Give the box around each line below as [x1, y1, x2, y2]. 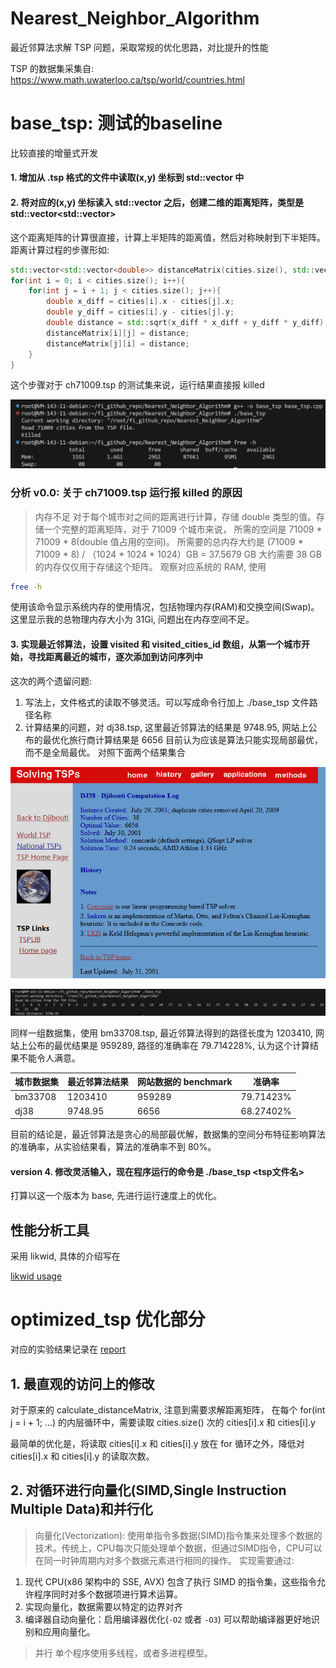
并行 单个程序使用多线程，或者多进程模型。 [34, 1647, 213, 1659]
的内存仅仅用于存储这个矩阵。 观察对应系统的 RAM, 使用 [34, 560, 267, 572]
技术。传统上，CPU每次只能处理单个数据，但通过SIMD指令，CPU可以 [34, 1542, 323, 1554]
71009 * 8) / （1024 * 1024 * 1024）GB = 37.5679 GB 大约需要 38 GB [34, 548, 322, 560]
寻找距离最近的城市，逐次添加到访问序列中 [27, 651, 203, 663]
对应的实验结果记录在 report [10, 1343, 127, 1356]
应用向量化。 [42, 1625, 96, 1637]
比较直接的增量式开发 [10, 147, 98, 159]
